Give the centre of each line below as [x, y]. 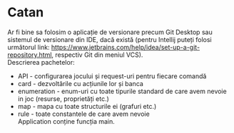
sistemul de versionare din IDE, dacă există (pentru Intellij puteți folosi [110, 39]
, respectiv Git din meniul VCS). [97, 55]
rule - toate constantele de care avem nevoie [83, 114]
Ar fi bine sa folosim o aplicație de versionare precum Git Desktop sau [110, 32]
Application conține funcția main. [66, 121]
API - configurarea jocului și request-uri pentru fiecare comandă [112, 76]
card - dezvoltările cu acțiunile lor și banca [81, 83]
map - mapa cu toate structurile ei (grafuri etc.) [87, 106]
